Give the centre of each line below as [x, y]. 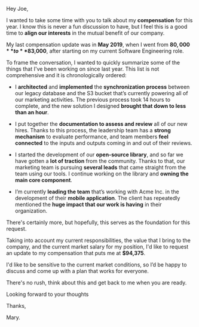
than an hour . [32, 112]
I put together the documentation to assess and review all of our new [101, 124]
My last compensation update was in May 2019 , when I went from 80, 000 [98, 45]
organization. [31, 211]
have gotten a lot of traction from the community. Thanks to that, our [100, 161]
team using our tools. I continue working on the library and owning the [102, 174]
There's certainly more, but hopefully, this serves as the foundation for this [98, 222]
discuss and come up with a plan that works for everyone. [78, 271]
